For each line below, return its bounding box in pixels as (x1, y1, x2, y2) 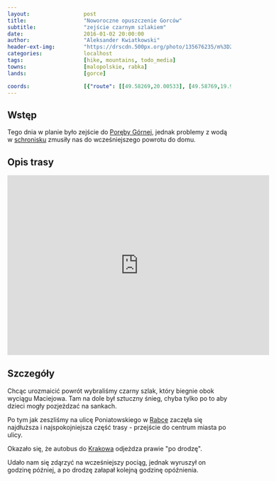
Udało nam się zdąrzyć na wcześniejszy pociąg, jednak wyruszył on (7, 458, 206, 466)
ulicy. (7, 431, 23, 439)
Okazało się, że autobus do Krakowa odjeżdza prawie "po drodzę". (7, 444, 202, 453)
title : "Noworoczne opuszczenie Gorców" (7, 17, 182, 24)
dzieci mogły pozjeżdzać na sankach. (7, 401, 117, 410)
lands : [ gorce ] (7, 70, 106, 77)
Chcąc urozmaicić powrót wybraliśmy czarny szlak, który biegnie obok (7, 387, 214, 395)
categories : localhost (7, 50, 113, 58)
